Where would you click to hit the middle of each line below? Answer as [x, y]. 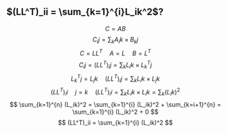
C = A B [115, 28]
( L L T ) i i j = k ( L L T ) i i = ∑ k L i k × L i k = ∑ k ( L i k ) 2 [115, 92]
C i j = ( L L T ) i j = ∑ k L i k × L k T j [115, 65]
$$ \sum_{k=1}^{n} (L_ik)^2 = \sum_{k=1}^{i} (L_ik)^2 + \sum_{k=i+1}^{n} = [115, 104]
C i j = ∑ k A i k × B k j [115, 40]
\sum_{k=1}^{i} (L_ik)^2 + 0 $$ [115, 112]
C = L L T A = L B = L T [115, 52]
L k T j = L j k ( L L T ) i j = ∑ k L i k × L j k [115, 79]
